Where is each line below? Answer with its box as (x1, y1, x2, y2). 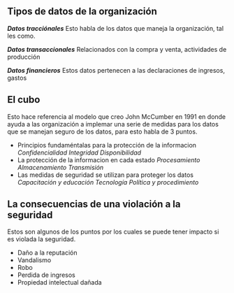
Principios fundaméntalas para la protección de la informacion (17, 141, 197, 149)
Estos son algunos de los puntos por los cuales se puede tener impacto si (7, 227, 219, 236)
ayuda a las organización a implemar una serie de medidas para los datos (7, 120, 219, 128)
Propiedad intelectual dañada (17, 278, 103, 287)
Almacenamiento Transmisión (17, 163, 104, 171)
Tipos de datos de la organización (7, 6, 157, 17)
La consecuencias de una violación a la (7, 199, 181, 210)
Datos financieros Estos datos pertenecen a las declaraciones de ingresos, (7, 66, 226, 74)
